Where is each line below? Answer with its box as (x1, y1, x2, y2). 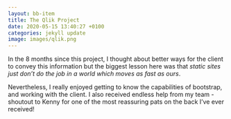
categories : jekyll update (8, 29, 86, 37)
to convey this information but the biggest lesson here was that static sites (8, 62, 221, 71)
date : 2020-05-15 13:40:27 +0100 (8, 23, 105, 30)
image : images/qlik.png (8, 36, 77, 43)
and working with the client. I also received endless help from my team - (8, 91, 214, 99)
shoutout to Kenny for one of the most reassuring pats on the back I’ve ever (8, 98, 225, 106)
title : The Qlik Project (8, 17, 80, 24)
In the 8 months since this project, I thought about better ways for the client (8, 55, 224, 63)
